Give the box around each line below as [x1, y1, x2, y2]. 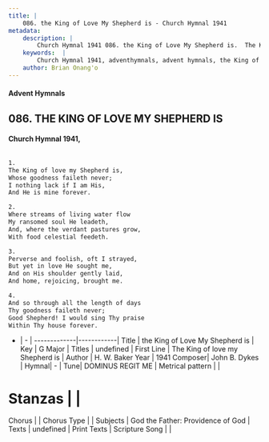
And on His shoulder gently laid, [8, 270, 124, 278]
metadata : [8, 26, 42, 34]
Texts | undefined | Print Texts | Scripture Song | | [8, 424, 172, 434]
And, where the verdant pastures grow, [8, 225, 142, 233]
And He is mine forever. [8, 189, 91, 197]
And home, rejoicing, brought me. [8, 277, 124, 285]
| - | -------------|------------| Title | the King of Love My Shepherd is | [19, 336, 255, 345]
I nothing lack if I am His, [8, 181, 106, 189]
